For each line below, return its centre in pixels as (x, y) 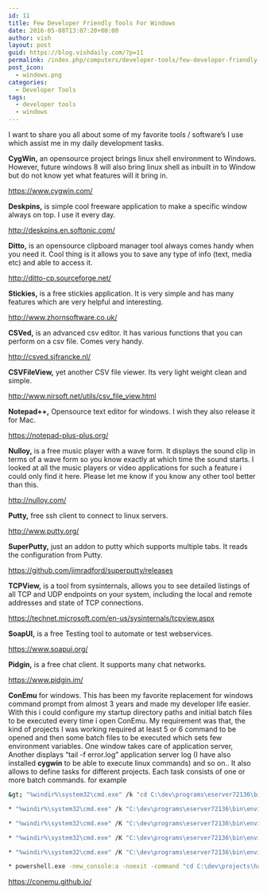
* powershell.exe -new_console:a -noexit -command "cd (101, 867)
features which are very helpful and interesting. (86, 302)
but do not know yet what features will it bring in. (88, 175)
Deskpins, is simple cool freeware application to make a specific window (128, 206)
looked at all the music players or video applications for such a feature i (125, 468)
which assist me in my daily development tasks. (86, 143)
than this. (23, 484)
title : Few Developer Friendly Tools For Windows (92, 23)
